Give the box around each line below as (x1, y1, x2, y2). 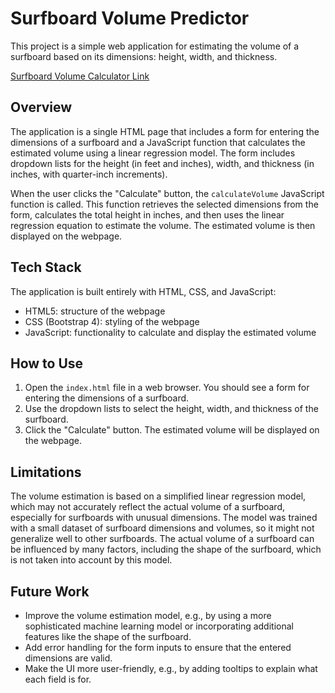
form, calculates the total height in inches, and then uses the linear (10, 208, 285, 221)
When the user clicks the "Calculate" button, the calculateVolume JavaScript (10, 187, 325, 199)
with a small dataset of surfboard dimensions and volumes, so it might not (10, 522, 315, 534)
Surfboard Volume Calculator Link (10, 70, 150, 82)
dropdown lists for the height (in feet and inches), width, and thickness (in (10, 157, 315, 169)
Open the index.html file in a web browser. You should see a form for (24, 382, 310, 394)
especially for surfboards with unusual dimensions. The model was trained (10, 512, 318, 524)
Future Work (10, 583, 90, 600)
